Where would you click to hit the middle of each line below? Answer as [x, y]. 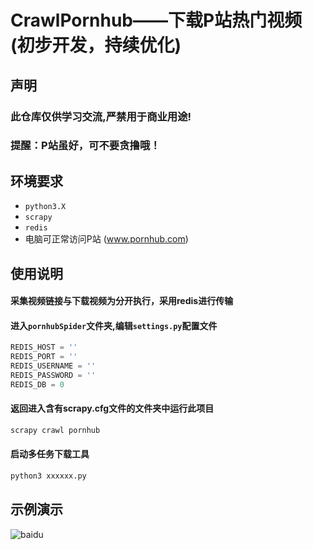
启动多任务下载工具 [50, 454]
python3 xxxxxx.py [48, 476]
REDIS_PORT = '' [44, 357]
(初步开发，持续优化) [96, 45]
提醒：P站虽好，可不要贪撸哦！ [85, 146]
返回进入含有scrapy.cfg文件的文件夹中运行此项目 [112, 408]
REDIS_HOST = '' [44, 347]
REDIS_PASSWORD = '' [53, 376]
